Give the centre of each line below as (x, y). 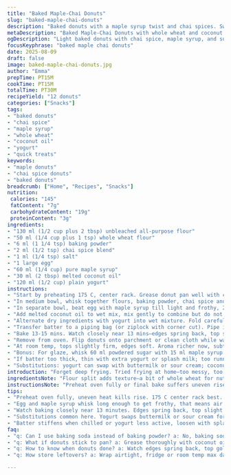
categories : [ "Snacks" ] (41, 103)
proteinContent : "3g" (41, 218)
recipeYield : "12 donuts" (44, 97)
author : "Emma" (29, 71)
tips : (15, 391)
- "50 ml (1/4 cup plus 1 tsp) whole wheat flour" (81, 237)
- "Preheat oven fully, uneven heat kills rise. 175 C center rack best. (115, 398)
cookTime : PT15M (30, 84)
